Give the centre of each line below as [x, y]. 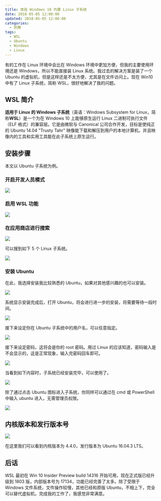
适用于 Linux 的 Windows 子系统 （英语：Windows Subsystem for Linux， [78, 112]
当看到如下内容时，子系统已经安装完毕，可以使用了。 [58, 373]
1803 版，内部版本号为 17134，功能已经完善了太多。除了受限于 [77, 481]
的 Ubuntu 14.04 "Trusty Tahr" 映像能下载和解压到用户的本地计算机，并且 [78, 130]
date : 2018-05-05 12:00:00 [32, 14]
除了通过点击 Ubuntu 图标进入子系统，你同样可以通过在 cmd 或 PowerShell [80, 392]
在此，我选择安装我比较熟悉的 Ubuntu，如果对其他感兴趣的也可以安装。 [77, 283]
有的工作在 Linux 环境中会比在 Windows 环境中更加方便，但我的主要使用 [77, 65]
